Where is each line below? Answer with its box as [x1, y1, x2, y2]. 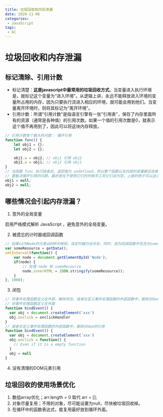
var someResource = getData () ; [5, 246, 68, 251]
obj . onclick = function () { [9, 338, 66, 343]
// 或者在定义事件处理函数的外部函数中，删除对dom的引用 [5, 324, 105, 329]
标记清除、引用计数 [5, 73, 63, 81]
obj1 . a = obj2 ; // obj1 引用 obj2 [14, 155, 82, 161]
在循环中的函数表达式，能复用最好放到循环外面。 [12, 407, 110, 413]
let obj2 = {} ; [14, 146, 45, 151]
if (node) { [14, 259, 36, 264]
